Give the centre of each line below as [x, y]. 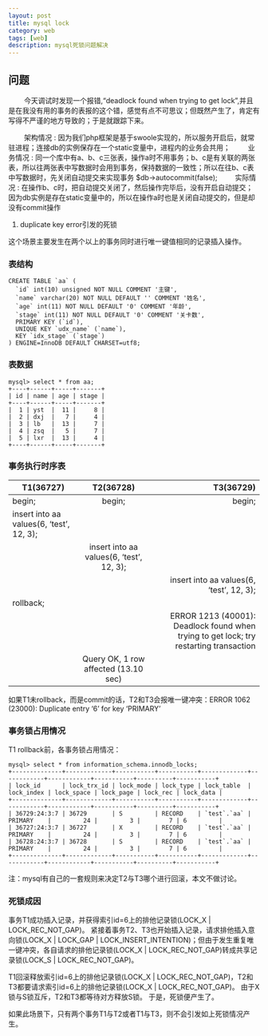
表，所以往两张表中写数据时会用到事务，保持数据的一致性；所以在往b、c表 [131, 167]
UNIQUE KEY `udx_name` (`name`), [71, 329]
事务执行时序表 [37, 466]
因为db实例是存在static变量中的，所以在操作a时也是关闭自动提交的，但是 [128, 197]
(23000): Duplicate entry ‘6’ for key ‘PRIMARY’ [85, 708]
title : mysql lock [39, 23]
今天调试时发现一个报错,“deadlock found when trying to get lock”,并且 [138, 100]
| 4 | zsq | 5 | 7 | [57, 431]
